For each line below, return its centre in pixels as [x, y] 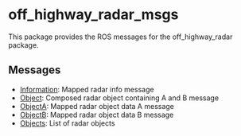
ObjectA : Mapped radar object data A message [97, 106]
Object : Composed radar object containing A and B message [119, 98]
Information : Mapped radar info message [87, 89]
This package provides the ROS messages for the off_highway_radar [120, 37]
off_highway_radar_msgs [93, 15]
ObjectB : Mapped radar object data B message [97, 115]
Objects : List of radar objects [67, 123]
